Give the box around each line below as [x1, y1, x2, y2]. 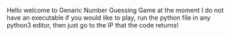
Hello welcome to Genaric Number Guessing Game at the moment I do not [6, 6, 225, 14]
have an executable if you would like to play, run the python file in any [6, 13, 211, 22]
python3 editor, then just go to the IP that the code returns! [6, 21, 179, 29]
